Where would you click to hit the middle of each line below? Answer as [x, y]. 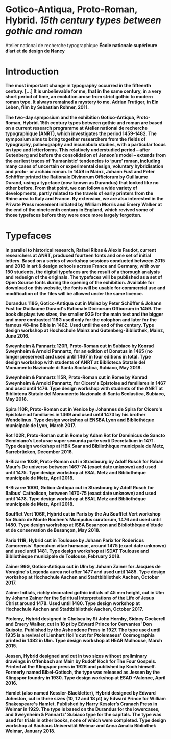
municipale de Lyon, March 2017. [41, 425]
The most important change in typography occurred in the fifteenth [78, 85]
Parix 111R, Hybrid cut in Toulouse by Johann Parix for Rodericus [75, 540]
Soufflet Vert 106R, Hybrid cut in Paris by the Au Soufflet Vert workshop [83, 514]
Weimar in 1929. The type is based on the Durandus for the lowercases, [82, 709]
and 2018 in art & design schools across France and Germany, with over [83, 266]
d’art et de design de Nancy [35, 51]
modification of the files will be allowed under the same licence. [75, 293]
